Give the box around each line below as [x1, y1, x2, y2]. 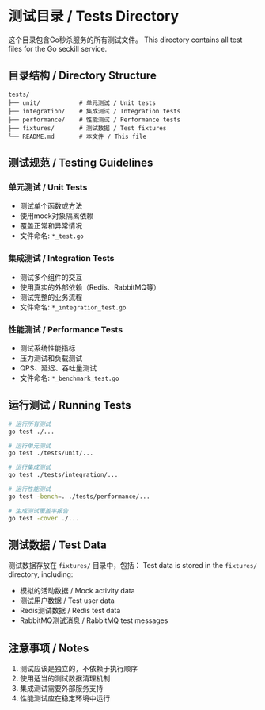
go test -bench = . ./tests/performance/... [8, 493, 150, 501]
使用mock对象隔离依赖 [19, 211, 94, 221]
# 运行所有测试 [8, 420, 51, 428]
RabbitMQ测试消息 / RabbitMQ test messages [19, 616, 168, 625]
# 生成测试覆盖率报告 [8, 507, 69, 515]
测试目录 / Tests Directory [8, 7, 180, 25]
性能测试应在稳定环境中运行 [19, 693, 111, 703]
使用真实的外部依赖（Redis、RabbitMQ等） [19, 282, 161, 292]
